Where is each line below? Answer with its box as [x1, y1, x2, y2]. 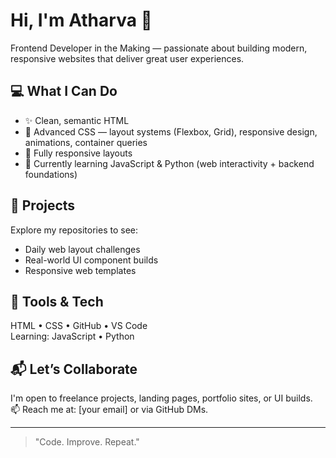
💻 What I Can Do [10, 83, 118, 100]
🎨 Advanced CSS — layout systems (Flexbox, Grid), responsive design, [24, 125, 318, 138]
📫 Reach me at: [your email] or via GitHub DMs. [10, 404, 209, 416]
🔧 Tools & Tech [10, 293, 104, 310]
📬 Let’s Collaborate [10, 360, 138, 378]
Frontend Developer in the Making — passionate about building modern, [10, 42, 308, 54]
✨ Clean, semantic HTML [24, 114, 130, 126]
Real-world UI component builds [24, 254, 159, 266]
